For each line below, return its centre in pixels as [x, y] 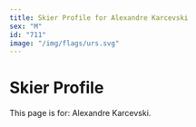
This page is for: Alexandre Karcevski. [80, 113]
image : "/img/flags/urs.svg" [64, 43]
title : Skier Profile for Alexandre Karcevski [99, 18]
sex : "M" [26, 26]
